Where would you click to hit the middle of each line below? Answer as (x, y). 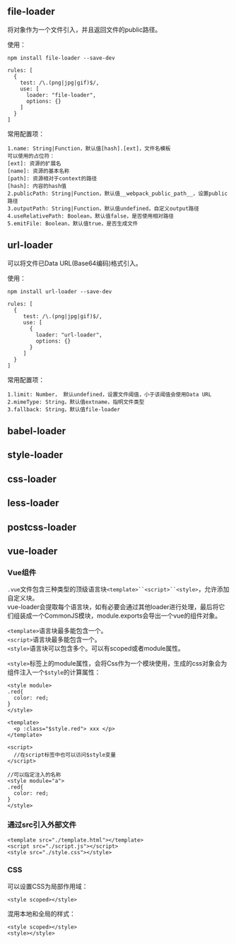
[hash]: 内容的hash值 (37, 186)
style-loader (35, 455)
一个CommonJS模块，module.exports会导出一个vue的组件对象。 (126, 616)
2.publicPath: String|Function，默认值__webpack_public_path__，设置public (118, 194)
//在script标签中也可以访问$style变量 (65, 755)
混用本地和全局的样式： (41, 914)
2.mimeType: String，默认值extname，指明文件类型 (76, 402)
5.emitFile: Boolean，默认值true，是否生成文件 (73, 223)
